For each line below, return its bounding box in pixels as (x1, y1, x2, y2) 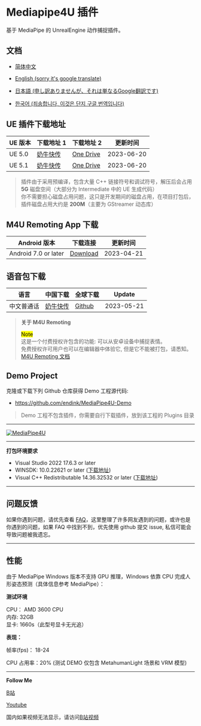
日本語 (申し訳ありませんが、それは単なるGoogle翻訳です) (14, 87, 159, 94)
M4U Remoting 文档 (20, 353, 71, 360)
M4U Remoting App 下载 (6, 220, 99, 230)
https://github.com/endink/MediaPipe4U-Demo (14, 400, 132, 406)
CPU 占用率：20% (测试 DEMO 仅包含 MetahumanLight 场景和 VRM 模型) (6, 659, 187, 666)
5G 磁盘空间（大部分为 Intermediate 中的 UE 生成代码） (20, 185, 158, 193)
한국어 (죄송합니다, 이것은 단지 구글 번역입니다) (14, 100, 124, 107)
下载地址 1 (36, 139, 67, 147)
